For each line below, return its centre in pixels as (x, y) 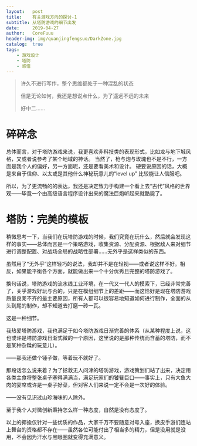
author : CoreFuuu (30, 33)
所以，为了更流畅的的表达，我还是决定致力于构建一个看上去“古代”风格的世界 (98, 186)
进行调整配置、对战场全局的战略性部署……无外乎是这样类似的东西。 (88, 251)
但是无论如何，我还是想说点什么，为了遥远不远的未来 (85, 96)
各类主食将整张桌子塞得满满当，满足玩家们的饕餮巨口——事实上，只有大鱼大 (98, 378)
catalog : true (25, 45)
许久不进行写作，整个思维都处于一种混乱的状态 (77, 83)
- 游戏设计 (28, 55)
